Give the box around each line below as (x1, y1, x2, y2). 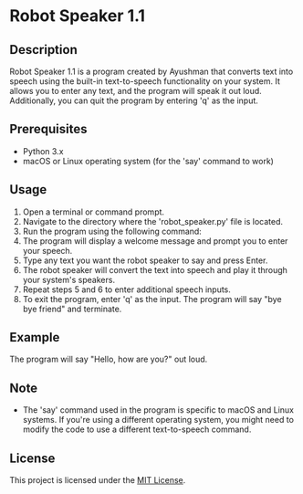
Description (9, 42, 78, 58)
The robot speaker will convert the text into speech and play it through (22, 264, 287, 275)
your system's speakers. (22, 274, 116, 285)
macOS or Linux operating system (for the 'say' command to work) (22, 155, 274, 166)
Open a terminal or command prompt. (22, 206, 165, 217)
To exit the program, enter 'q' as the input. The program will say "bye (22, 293, 282, 304)
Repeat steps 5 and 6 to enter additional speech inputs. (22, 284, 231, 295)
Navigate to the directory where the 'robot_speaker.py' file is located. (22, 215, 283, 226)
